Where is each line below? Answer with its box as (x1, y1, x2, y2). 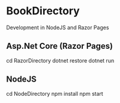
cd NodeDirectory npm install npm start (6, 90, 103, 97)
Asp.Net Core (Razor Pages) (6, 41, 113, 51)
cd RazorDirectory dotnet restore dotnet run (6, 57, 115, 64)
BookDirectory (6, 4, 80, 18)
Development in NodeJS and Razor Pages (6, 24, 109, 31)
